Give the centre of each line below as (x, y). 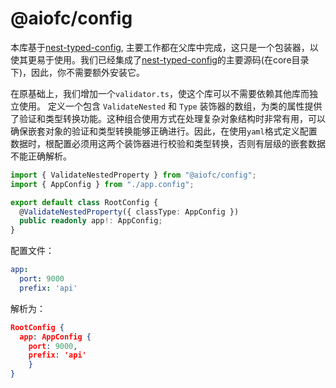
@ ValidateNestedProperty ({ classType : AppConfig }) (129, 212)
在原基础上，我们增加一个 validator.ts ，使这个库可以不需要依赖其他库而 (160, 93)
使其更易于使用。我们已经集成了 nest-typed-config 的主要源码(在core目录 (160, 59)
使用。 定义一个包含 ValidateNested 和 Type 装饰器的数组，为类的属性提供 (170, 106)
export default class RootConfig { (84, 202)
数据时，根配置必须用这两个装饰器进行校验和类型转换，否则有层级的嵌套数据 (168, 143)
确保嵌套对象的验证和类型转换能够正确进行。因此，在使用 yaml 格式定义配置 (164, 131)
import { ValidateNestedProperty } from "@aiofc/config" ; (133, 175)
